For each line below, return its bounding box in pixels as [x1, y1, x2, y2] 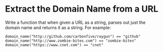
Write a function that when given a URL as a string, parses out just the [5, 19, 146, 25]
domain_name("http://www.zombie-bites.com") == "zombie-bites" [5, 38, 137, 43]
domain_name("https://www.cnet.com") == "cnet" [5, 42, 104, 47]
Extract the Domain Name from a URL [5, 3, 159, 15]
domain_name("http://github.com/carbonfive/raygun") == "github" [5, 34, 141, 39]
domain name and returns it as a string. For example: [5, 24, 111, 30]
